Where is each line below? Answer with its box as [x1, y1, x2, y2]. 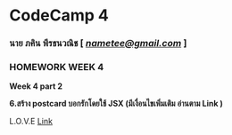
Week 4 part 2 [9, 81, 63, 91]
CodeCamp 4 [9, 5, 109, 26]
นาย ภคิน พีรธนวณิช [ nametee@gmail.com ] [9, 37, 187, 50]
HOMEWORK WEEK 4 [9, 61, 104, 74]
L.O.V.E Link [9, 116, 54, 127]
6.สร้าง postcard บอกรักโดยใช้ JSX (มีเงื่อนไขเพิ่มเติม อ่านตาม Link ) [9, 99, 223, 109]
